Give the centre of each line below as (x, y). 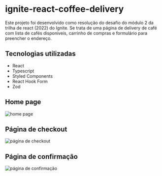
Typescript (23, 71)
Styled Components (32, 76)
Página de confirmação (41, 157)
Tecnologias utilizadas (40, 54)
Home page (23, 102)
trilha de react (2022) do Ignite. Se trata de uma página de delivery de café (81, 28)
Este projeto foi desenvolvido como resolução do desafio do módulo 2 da (79, 23)
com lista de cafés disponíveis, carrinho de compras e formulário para (76, 33)
